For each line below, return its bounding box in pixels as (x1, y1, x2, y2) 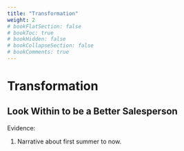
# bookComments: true (7, 49, 70, 56)
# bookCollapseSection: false (7, 42, 94, 49)
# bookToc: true (7, 29, 54, 37)
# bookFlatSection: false (7, 23, 81, 30)
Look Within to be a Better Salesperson (7, 105, 178, 117)
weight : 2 (7, 17, 36, 23)
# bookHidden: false (7, 36, 67, 43)
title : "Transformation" (7, 10, 79, 17)
